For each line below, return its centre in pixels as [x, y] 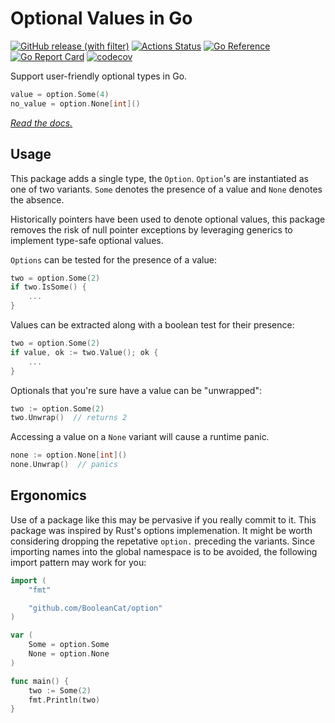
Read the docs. [41, 123]
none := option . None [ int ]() [69, 455]
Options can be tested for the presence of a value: [113, 259]
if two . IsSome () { [48, 287]
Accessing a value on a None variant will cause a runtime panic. [140, 437]
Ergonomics [48, 495]
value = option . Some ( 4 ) [60, 94]
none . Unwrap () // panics [64, 465]
